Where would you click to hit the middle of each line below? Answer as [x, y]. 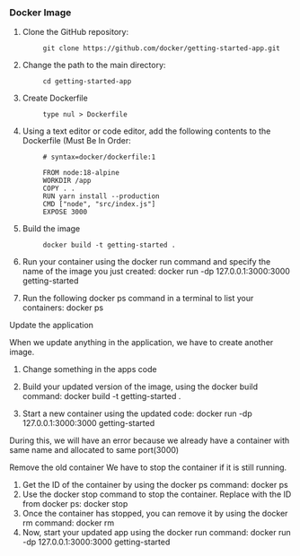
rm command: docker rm [68, 523]
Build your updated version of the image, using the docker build [140, 387]
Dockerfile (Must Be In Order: [77, 141]
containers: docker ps [63, 308]
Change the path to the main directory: [94, 65]
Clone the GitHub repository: [75, 32]
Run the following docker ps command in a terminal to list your [138, 299]
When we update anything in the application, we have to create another [141, 343]
